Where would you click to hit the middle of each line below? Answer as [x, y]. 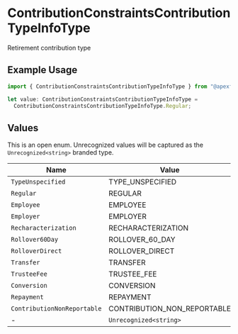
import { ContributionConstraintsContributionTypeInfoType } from [107, 87]
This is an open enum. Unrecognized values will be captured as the [106, 145]
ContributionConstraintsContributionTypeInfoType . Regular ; [103, 106]
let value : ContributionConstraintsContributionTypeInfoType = [103, 99]
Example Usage [42, 70]
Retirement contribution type [49, 48]
